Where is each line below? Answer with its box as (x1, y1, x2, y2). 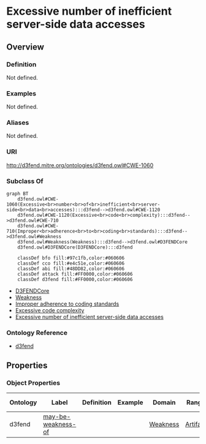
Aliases (6, 118, 29, 127)
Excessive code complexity (15, 307, 85, 314)
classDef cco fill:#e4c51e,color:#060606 (17, 260, 124, 267)
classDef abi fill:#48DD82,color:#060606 (17, 266, 124, 272)
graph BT (6, 191, 29, 197)
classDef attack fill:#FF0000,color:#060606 (17, 271, 133, 277)
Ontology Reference (6, 328, 67, 337)
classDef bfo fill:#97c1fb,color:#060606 (17, 255, 124, 262)
